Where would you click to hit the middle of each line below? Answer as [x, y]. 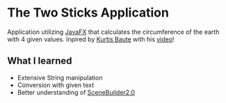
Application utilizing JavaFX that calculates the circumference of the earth [113, 32]
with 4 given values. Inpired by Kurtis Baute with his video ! [91, 39]
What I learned [40, 61]
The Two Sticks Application [88, 13]
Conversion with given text [56, 85]
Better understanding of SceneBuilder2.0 [76, 92]
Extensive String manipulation [60, 77]
